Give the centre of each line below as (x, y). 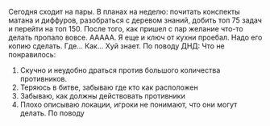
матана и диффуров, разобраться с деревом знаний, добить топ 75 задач (135, 20)
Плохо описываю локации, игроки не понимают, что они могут (129, 105)
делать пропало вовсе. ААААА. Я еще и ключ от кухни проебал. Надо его (135, 37)
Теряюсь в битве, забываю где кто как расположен (109, 87)
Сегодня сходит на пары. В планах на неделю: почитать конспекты (124, 12)
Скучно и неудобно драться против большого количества (120, 70)
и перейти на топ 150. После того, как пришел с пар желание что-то (126, 29)
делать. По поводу (52, 113)
